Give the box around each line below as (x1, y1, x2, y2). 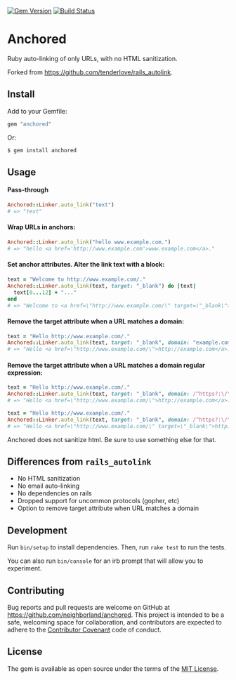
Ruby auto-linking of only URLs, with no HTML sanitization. (7, 54, 178, 62)
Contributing (7, 585, 65, 596)
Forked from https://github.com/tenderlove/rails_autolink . (7, 67, 173, 76)
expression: (7, 368, 44, 377)
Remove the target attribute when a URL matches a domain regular (7, 361, 206, 369)
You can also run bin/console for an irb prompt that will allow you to (7, 556, 204, 565)
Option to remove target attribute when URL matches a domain (17, 504, 199, 512)
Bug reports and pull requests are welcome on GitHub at (7, 604, 171, 612)
